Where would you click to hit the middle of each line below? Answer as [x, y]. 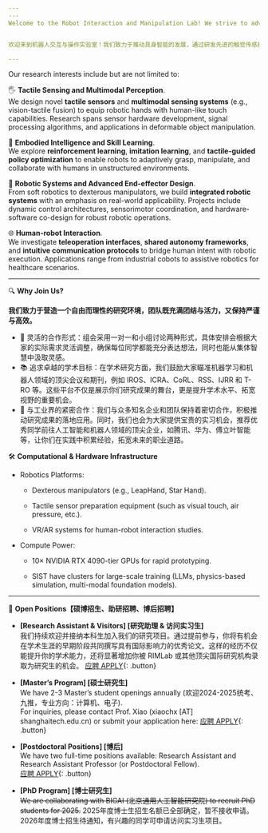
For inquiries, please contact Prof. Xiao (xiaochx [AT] [106, 711]
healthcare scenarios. [44, 268]
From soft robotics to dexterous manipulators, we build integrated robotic [130, 192]
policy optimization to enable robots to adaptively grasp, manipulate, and [129, 160]
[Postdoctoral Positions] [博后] [71, 747]
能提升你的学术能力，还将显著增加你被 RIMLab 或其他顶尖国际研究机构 [136, 656]
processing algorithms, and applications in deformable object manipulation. [132, 127]
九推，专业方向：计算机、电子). [71, 703]
